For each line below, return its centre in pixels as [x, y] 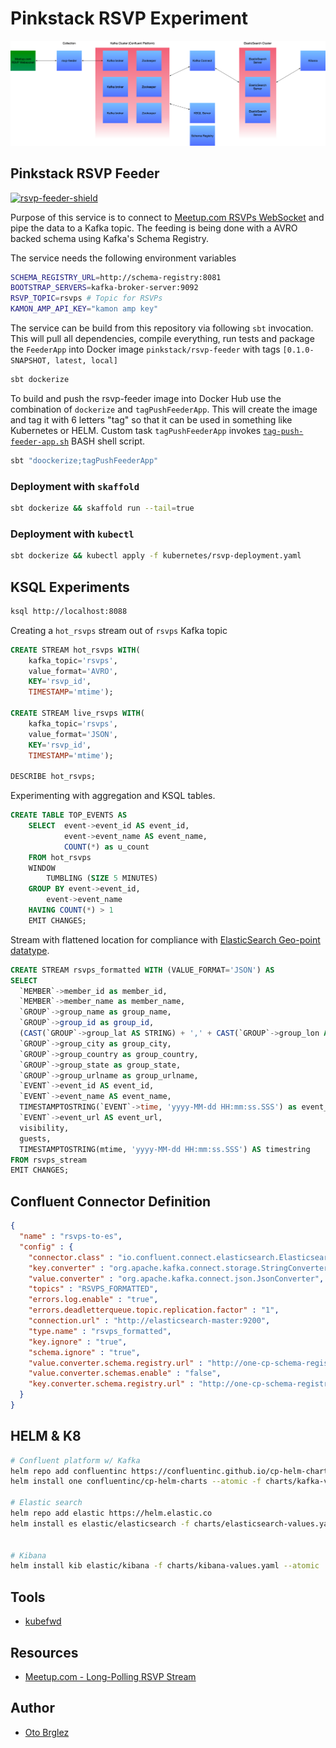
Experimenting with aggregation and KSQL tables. [113, 796]
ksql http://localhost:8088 [69, 611]
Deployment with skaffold [75, 486]
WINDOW [42, 868]
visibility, [44, 1128]
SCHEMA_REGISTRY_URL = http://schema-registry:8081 [116, 277]
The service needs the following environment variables [123, 258]
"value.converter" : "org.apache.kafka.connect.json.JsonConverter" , [176, 1278]
